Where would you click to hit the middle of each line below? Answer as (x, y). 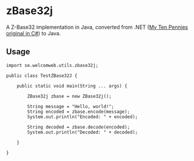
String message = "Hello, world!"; (71, 106)
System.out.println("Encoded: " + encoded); (83, 117)
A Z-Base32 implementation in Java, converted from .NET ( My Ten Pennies (97, 27)
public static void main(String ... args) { (72, 86)
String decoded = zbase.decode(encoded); (79, 127)
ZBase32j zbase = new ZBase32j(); (69, 96)
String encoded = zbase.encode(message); (79, 112)
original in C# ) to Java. (34, 33)
